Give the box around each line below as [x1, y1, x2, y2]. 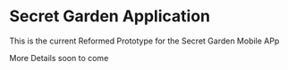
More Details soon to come [9, 52, 109, 63]
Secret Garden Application [9, 6, 210, 27]
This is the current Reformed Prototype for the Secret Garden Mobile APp [9, 35, 280, 46]
